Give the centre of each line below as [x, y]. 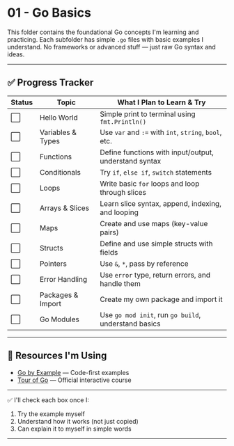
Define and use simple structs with [156, 244]
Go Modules [60, 319]
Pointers [53, 264]
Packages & [59, 295]
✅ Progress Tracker [50, 82]
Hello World [58, 118]
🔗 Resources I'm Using [57, 356]
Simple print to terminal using [148, 114]
